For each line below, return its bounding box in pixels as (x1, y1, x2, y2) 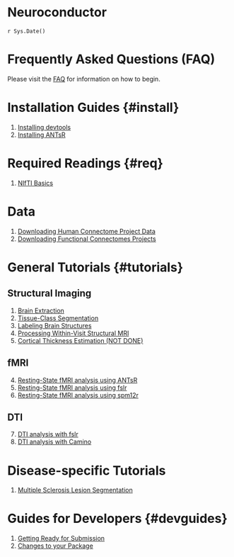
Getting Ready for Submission (17, 534, 105, 543)
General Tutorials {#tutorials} (7, 259, 184, 275)
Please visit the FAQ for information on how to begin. (7, 74, 160, 83)
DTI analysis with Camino (17, 437, 92, 446)
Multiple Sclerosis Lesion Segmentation (17, 486, 133, 495)
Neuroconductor (7, 4, 107, 21)
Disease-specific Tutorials (7, 462, 166, 478)
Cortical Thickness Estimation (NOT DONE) (17, 336, 144, 344)
